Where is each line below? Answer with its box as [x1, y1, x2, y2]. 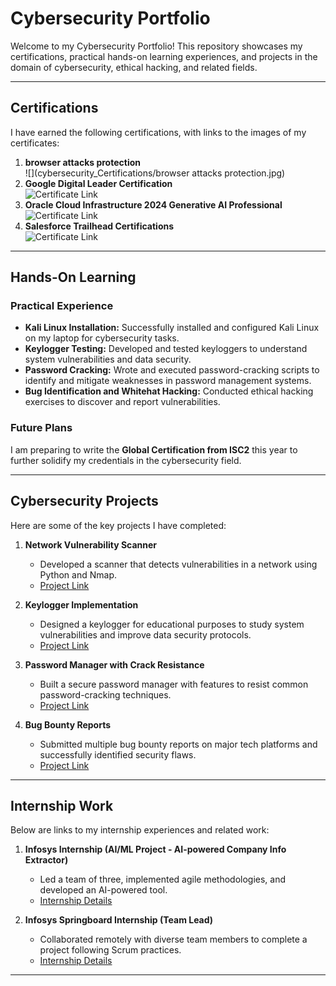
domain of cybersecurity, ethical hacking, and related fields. [10, 61, 258, 73]
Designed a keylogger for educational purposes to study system [39, 618, 305, 630]
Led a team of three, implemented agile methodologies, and [39, 873, 287, 886]
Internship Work [10, 797, 114, 814]
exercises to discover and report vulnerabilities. [24, 396, 221, 408]
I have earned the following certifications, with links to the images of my [10, 126, 307, 138]
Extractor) [24, 854, 69, 866]
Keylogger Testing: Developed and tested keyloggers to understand [24, 343, 308, 355]
